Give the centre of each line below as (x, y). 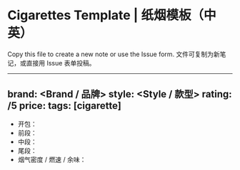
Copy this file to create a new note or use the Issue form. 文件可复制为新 (114, 54)
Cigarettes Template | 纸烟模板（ (106, 15)
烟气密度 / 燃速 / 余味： (52, 159)
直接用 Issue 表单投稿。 (61, 63)
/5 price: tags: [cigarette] (64, 106)
